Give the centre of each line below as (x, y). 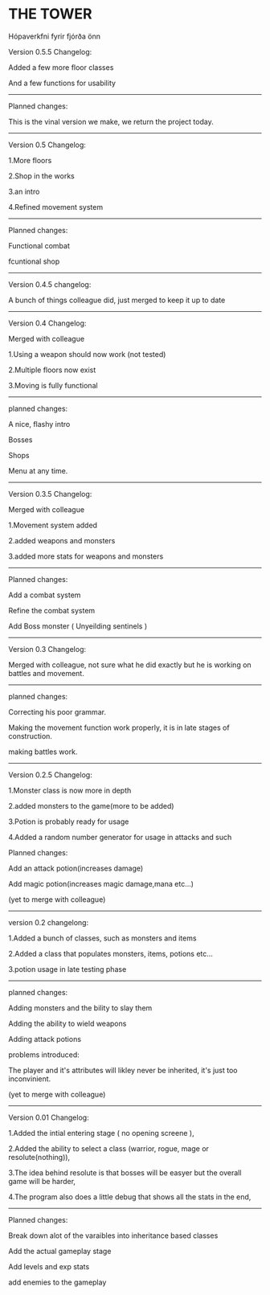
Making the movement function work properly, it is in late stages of (119, 727)
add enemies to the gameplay (57, 1282)
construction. (30, 736)
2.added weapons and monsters (62, 540)
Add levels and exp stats (49, 1266)
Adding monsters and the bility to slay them (80, 1008)
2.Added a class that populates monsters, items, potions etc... (110, 953)
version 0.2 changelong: (49, 922)
